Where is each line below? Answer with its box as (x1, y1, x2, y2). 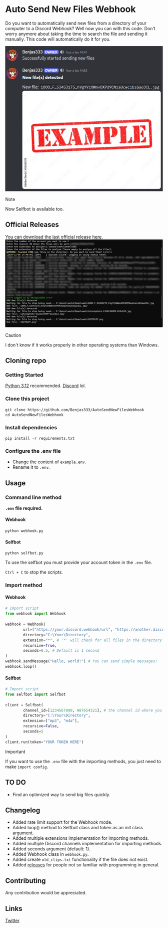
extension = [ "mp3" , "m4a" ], (23, 718, 79, 723)
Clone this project (5, 395, 49, 402)
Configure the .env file (5, 447, 61, 454)
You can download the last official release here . (5, 234, 103, 240)
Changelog (5, 806, 40, 814)
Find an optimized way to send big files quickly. (12, 791, 110, 798)
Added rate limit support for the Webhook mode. (12, 819, 112, 825)
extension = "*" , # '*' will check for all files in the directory (23, 638, 162, 643)
